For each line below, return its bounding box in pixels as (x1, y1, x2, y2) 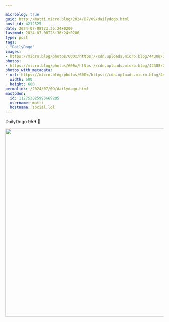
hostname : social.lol (10, 105, 55, 110)
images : (5, 49, 22, 54)
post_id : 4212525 (5, 21, 42, 26)
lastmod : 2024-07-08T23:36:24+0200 (5, 31, 80, 36)
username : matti (10, 100, 44, 105)
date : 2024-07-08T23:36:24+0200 (5, 26, 73, 31)
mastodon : (5, 91, 26, 96)
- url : (5, 72, 19, 78)
